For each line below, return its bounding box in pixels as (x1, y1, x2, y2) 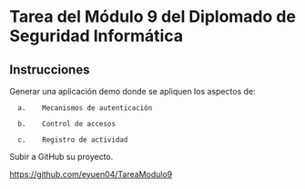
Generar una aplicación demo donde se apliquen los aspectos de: (9, 86, 257, 96)
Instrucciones (9, 62, 90, 77)
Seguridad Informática (9, 25, 184, 46)
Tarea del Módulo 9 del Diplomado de (9, 6, 296, 27)
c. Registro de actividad (17, 135, 128, 144)
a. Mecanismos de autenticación (17, 104, 153, 113)
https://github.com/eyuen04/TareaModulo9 (9, 169, 173, 179)
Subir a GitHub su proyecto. (9, 152, 114, 162)
